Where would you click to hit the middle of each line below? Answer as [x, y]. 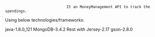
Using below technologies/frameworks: [45, 20]
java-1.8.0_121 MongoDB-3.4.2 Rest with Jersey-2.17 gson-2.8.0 [69, 29]
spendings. [16, 11]
